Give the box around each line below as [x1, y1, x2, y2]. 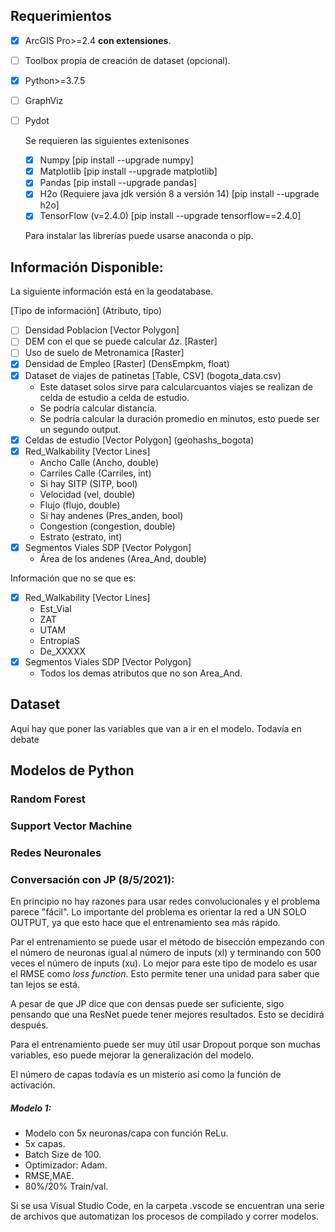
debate [10, 733, 40, 745]
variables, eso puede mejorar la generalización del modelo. [10, 1049, 255, 1061]
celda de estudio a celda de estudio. [39, 391, 190, 403]
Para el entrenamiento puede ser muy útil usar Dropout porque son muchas [10, 1039, 321, 1051]
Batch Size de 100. [24, 1149, 102, 1161]
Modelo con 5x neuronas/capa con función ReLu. [24, 1127, 229, 1139]
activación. [10, 1079, 56, 1091]
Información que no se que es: [10, 572, 137, 584]
